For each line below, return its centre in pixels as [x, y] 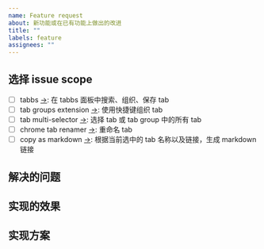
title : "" [25, 30]
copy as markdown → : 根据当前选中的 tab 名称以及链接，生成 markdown [138, 140]
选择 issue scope [50, 79]
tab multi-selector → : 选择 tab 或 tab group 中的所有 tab [111, 120]
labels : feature [35, 38]
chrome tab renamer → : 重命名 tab [76, 130]
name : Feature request [46, 15]
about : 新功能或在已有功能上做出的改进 [65, 23]
